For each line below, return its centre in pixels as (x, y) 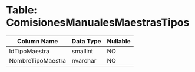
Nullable (119, 41)
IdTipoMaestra (29, 51)
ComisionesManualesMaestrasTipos (98, 23)
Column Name (37, 41)
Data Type (86, 41)
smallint (82, 51)
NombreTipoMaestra (38, 60)
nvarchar (84, 60)
